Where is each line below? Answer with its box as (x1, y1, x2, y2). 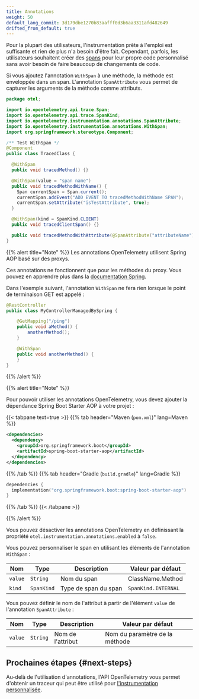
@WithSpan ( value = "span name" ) (11, 178, 92, 184)
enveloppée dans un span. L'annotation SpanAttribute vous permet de (6, 78, 178, 86)
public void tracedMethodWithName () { (11, 183, 108, 189)
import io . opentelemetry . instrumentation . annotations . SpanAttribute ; (6, 118, 182, 124)
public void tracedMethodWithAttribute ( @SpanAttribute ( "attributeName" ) (11, 232, 195, 238)
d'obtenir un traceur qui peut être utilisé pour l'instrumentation (6, 680, 159, 687)
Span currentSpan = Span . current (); (17, 188, 108, 195)
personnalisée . (6, 686, 43, 693)
